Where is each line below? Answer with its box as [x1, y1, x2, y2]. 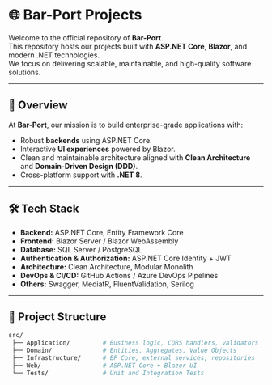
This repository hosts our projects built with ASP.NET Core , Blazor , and [8, 41, 248, 51]
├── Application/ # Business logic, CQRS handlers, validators [11, 339, 259, 347]
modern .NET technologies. [8, 50, 100, 60]
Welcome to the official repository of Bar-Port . [8, 32, 164, 42]
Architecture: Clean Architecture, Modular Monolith [19, 261, 193, 272]
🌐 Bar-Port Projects [8, 6, 142, 24]
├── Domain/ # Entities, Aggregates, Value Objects [11, 346, 237, 355]
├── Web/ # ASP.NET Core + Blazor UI [11, 362, 198, 370]
